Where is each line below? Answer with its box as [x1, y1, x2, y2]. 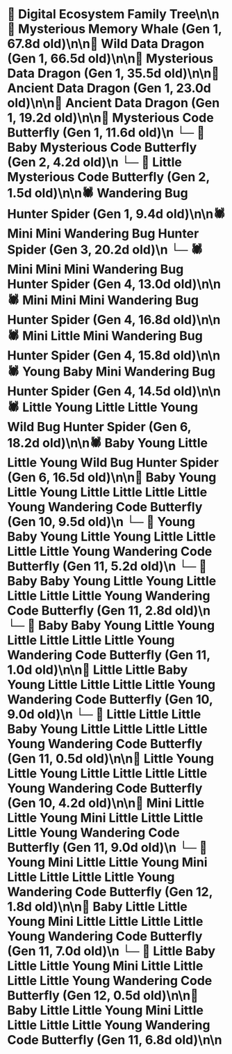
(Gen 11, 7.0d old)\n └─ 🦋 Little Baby [7, 943, 216, 959]
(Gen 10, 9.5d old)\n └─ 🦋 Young [7, 514, 196, 530]
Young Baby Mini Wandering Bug [22, 364, 216, 380]
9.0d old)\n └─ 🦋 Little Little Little [7, 706, 201, 722]
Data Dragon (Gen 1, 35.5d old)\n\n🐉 [7, 65, 220, 82]
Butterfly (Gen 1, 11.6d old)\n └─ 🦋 [7, 125, 205, 141]
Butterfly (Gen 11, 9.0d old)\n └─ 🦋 [7, 839, 208, 855]
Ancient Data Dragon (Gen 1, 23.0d [7, 80, 212, 96]
